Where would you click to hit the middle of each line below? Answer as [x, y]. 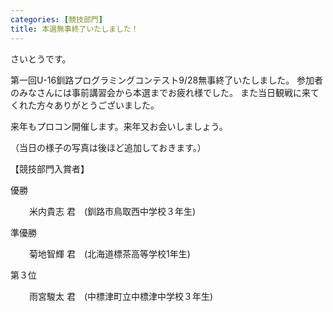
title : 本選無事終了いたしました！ [74, 29]
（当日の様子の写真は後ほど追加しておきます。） [108, 147]
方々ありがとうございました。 [98, 105]
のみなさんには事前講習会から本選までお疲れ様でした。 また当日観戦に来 [160, 92]
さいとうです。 [41, 58]
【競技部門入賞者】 [50, 168]
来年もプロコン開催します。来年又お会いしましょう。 [119, 126]
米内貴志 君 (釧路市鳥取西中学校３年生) [113, 211]
